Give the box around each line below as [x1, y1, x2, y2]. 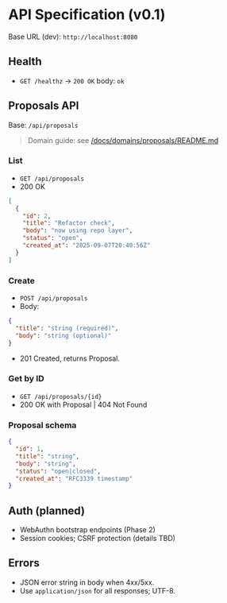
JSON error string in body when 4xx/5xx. [19, 578, 155, 587]
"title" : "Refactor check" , [22, 219, 115, 227]
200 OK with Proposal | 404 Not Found [19, 400, 148, 409]
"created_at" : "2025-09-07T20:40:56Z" [22, 242, 151, 249]
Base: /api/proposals [8, 120, 79, 129]
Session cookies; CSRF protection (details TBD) [19, 534, 176, 543]
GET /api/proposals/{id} [19, 392, 102, 400]
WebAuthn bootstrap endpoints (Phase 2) [19, 525, 156, 535]
